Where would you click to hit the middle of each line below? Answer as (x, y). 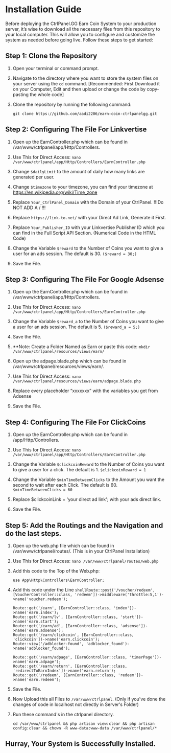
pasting (21, 94)
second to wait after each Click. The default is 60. (65, 485)
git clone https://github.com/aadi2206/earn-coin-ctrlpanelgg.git (85, 113)
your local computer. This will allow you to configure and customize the (80, 34)
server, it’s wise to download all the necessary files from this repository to (83, 29)
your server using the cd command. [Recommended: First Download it (86, 83)
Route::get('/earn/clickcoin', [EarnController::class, (73, 635)
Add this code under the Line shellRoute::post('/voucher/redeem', (84, 590)
